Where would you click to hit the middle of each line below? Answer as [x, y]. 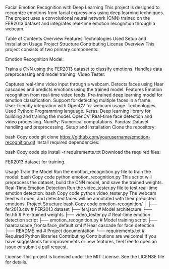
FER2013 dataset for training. [35, 162]
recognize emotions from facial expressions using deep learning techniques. [85, 13]
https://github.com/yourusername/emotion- [105, 137]
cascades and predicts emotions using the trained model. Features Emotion [84, 89]
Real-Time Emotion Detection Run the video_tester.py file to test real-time [81, 188]
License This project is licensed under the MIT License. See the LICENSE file [85, 257]
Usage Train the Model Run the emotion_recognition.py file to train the [78, 172]
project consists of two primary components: [52, 49]
